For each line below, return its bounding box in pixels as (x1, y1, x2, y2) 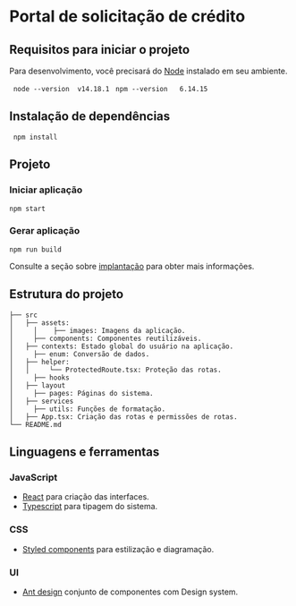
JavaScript (9, 471, 58, 483)
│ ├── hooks (9, 373, 70, 382)
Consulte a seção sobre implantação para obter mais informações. (9, 260, 255, 271)
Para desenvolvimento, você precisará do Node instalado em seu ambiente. (9, 65, 288, 76)
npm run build (9, 244, 63, 254)
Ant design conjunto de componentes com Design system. (21, 586, 239, 597)
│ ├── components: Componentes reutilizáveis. (9, 334, 202, 343)
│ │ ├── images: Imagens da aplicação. (9, 326, 186, 335)
